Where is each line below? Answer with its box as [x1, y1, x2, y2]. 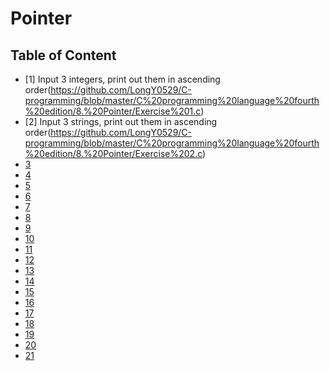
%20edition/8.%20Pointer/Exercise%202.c [24, 148, 203, 159]
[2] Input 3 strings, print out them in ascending [24, 116, 218, 127]
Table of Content [10, 47, 117, 64]
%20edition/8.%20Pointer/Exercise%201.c [24, 105, 202, 117]
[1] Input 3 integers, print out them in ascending [24, 73, 221, 85]
